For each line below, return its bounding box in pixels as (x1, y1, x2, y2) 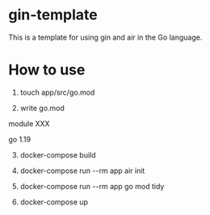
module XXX (8, 119, 50, 129)
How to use (8, 61, 86, 79)
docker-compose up (19, 196, 89, 207)
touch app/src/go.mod (19, 87, 95, 97)
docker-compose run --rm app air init (19, 166, 145, 175)
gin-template (8, 6, 99, 24)
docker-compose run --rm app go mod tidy (19, 181, 165, 191)
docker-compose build (19, 150, 96, 159)
